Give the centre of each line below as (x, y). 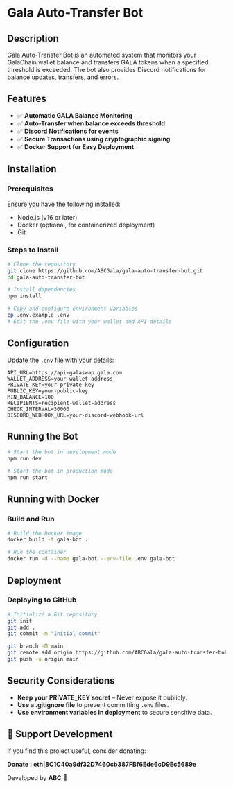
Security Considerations (61, 681)
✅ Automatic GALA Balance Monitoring (75, 115)
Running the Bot (43, 436)
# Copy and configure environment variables (72, 309)
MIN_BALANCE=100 (31, 397)
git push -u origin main (43, 659)
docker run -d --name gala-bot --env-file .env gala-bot (91, 559)
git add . (21, 627)
